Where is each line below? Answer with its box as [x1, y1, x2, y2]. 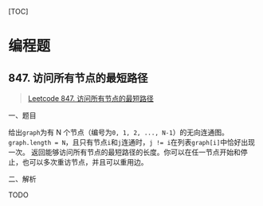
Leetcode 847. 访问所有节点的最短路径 [27, 94, 154, 103]
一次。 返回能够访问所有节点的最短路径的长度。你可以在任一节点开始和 [8, 147, 241, 157]
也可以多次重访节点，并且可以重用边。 [22, 157, 148, 166]
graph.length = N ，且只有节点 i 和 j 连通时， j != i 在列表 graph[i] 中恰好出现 [8, 138, 256, 146]
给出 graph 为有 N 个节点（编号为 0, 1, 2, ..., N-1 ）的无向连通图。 [8, 127, 229, 137]
